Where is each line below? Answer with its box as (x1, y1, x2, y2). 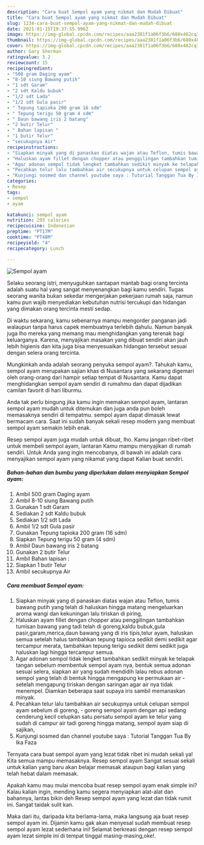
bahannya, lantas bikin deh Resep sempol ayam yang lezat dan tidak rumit (7, 795, 192, 802)
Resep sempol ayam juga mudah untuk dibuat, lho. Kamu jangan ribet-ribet (7, 436, 194, 443)
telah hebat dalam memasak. (7, 770, 79, 777)
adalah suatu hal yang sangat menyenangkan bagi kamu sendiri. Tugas (7, 286, 184, 293)
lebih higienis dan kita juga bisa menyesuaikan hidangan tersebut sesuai (7, 342, 187, 349)
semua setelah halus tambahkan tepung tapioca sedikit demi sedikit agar (15, 636, 197, 643)
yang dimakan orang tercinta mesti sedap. (7, 305, 112, 312)
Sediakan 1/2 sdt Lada (15, 516, 71, 523)
